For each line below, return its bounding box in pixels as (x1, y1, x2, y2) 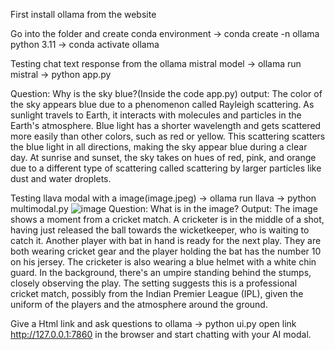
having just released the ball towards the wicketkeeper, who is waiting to (10, 224, 310, 236)
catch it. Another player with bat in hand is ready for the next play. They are (10, 235, 322, 246)
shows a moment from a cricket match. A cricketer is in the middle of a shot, (10, 214, 325, 225)
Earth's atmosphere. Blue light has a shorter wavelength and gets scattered (10, 120, 322, 131)
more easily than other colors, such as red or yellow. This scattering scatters (10, 130, 326, 142)
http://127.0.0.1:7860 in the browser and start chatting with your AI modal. (10, 329, 312, 340)
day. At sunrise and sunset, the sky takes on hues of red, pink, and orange (10, 152, 317, 163)
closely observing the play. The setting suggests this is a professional (10, 277, 298, 289)
